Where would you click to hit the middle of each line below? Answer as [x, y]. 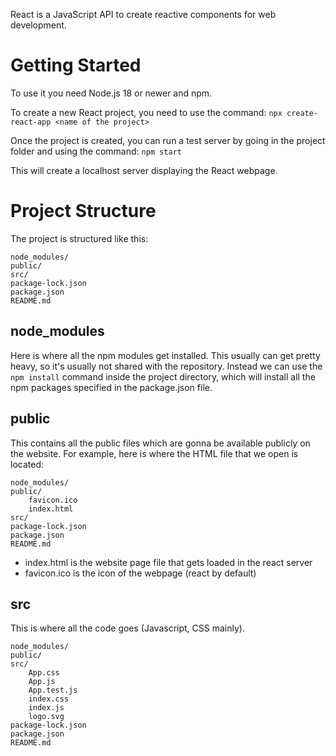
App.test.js [53, 690]
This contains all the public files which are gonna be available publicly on [160, 443]
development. [38, 25]
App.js [42, 682]
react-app [31, 122]
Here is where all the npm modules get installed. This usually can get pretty [165, 355]
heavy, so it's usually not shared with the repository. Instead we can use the [166, 366]
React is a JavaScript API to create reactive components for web [143, 14]
